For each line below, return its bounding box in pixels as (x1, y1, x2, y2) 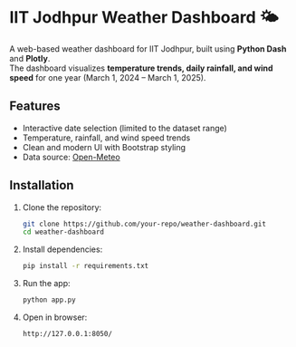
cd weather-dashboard (22, 227, 104, 236)
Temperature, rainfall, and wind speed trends (22, 132, 191, 143)
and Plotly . (9, 53, 51, 63)
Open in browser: (22, 312, 88, 323)
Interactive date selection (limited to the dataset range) (22, 122, 228, 133)
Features (9, 99, 61, 114)
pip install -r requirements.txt (22, 262, 149, 271)
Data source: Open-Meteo (22, 151, 120, 162)
